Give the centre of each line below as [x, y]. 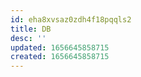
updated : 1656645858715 [60, 47]
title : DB [31, 29]
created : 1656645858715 [60, 57]
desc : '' [28, 38]
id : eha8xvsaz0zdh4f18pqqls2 [71, 19]
